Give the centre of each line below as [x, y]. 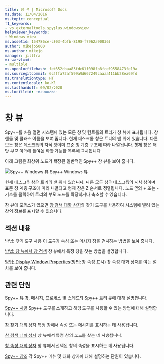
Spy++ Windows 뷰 [69, 172]
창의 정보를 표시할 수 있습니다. [34, 211]
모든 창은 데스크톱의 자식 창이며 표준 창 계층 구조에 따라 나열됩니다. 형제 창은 [78, 145]
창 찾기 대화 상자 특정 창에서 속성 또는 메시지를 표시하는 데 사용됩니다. [72, 325]
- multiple [16, 64]
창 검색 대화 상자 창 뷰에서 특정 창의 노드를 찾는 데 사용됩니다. [64, 335]
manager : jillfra [23, 55]
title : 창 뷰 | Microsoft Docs [36, 10]
